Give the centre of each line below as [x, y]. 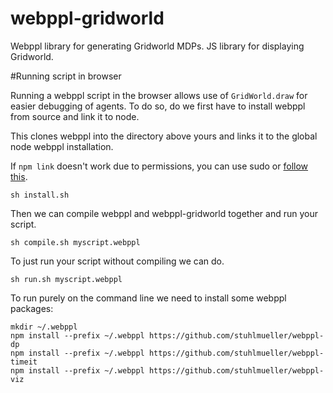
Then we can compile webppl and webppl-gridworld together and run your [164, 213]
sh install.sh [40, 195]
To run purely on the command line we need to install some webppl [148, 298]
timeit [24, 362]
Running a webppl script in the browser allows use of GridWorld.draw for [159, 95]
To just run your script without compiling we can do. [117, 261]
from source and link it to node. [75, 116]
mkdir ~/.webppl [44, 327]
